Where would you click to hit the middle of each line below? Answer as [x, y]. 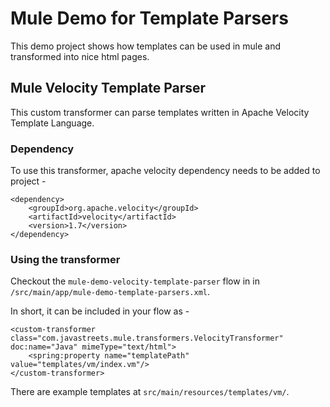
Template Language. [52, 123]
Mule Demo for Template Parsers [149, 18]
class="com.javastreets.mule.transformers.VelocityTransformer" [147, 338]
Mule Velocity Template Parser [108, 88]
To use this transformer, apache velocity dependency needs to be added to [165, 171]
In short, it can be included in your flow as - [100, 311]
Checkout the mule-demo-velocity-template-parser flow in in [135, 281]
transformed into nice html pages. [80, 56]
